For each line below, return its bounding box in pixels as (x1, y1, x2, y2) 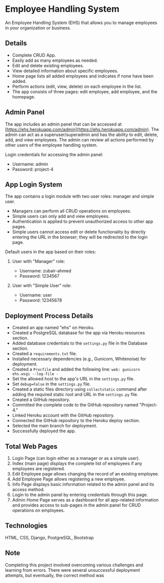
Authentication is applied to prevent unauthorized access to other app (12, 218, 153, 224)
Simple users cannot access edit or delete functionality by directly (12, 229, 146, 235)
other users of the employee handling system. (5, 142, 98, 148)
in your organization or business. (5, 25, 71, 30)
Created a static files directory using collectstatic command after (12, 386, 147, 392)
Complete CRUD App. (12, 52, 56, 58)
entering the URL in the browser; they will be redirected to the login (12, 234, 148, 240)
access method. (12, 487, 45, 492)
